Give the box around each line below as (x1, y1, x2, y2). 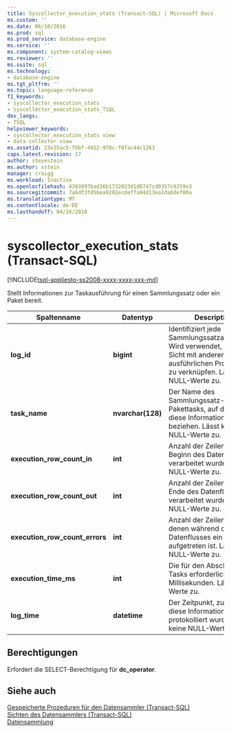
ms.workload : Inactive (7, 176, 72, 183)
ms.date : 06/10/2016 (7, 23, 67, 30)
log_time (10, 610, 40, 620)
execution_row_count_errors (10, 532, 107, 542)
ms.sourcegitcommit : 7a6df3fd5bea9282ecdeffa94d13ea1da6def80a (7, 189, 192, 196)
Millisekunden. (168, 577, 215, 587)
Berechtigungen (7, 647, 78, 659)
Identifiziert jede (168, 324, 221, 334)
